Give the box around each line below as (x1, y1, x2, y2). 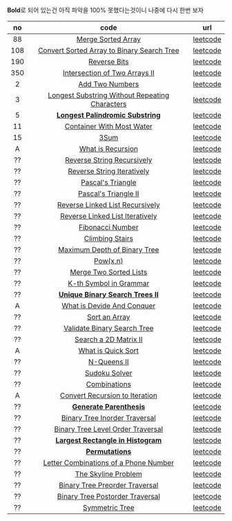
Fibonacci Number (78, 223, 139, 232)
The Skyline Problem (75, 469, 143, 478)
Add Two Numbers (78, 79, 139, 88)
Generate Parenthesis (72, 402, 146, 411)
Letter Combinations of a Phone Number (43, 458, 175, 467)
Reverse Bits (88, 57, 129, 66)
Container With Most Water (64, 121, 153, 131)
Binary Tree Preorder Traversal (58, 480, 159, 490)
